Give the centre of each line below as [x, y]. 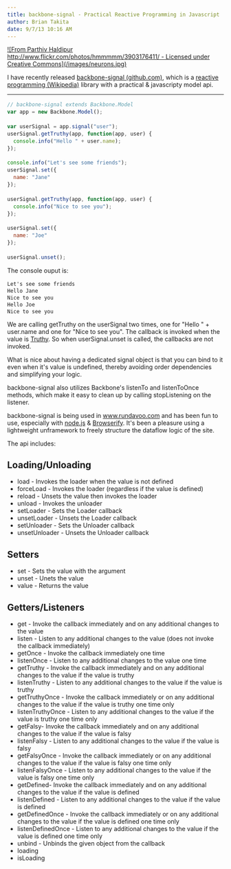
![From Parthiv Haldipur [40, 50]
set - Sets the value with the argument [71, 571]
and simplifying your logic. [45, 374]
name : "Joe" [31, 235]
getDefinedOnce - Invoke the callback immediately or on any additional [118, 814]
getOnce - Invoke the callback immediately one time [91, 653]
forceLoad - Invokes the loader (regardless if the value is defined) [110, 489]
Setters [23, 554]
